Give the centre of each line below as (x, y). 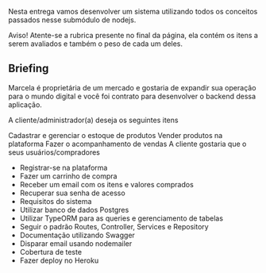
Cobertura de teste (50, 252)
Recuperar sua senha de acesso (72, 193)
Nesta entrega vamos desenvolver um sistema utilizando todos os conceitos (133, 12)
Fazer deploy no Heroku (59, 260)
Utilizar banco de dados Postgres (74, 210)
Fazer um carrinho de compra (68, 176)
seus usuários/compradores (54, 152)
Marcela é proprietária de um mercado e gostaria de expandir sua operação (132, 87)
